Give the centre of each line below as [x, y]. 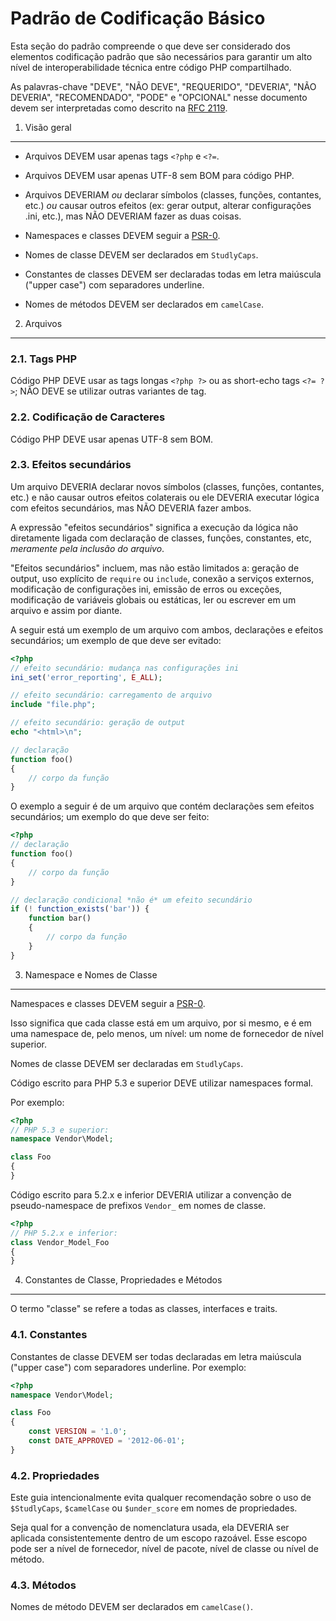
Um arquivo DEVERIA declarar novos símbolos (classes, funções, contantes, [167, 486]
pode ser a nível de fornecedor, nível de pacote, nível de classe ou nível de [164, 1549]
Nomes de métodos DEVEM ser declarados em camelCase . [144, 304]
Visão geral [48, 127]
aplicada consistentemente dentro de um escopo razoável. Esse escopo [159, 1538]
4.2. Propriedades [55, 1475]
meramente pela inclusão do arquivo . [87, 548]
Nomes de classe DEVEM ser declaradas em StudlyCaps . [127, 1063]
